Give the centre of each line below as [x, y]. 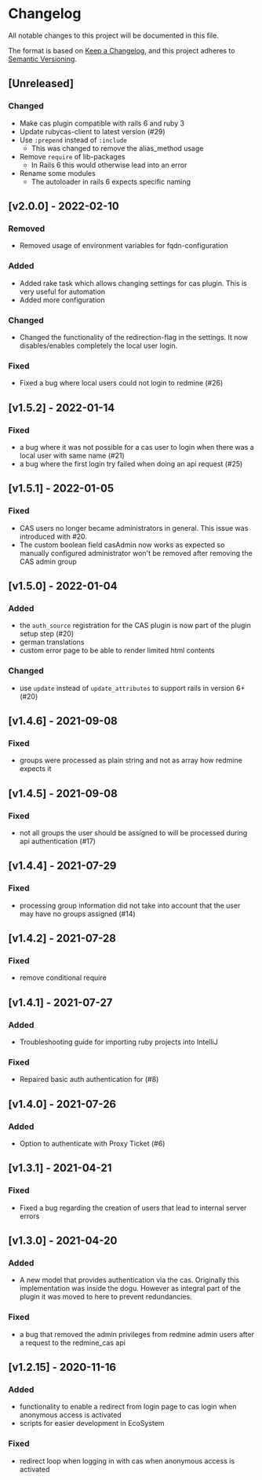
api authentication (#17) [58, 841]
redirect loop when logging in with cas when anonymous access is [127, 1460]
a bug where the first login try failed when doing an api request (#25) [131, 463]
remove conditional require [63, 978]
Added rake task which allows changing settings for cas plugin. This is [133, 283]
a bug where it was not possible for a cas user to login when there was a [136, 447]
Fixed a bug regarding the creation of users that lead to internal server [133, 1208]
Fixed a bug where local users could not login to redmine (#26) [121, 383]
